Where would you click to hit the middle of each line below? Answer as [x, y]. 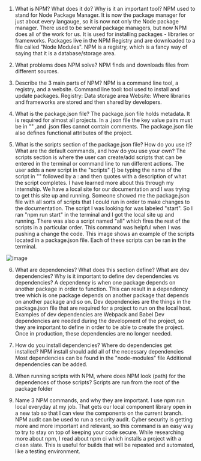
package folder [34, 389]
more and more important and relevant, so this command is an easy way [104, 426]
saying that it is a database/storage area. [65, 53]
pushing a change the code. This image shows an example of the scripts [105, 234]
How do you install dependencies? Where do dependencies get [93, 345]
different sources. [37, 71]
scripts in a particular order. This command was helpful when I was [98, 227]
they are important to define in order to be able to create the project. [99, 327]
